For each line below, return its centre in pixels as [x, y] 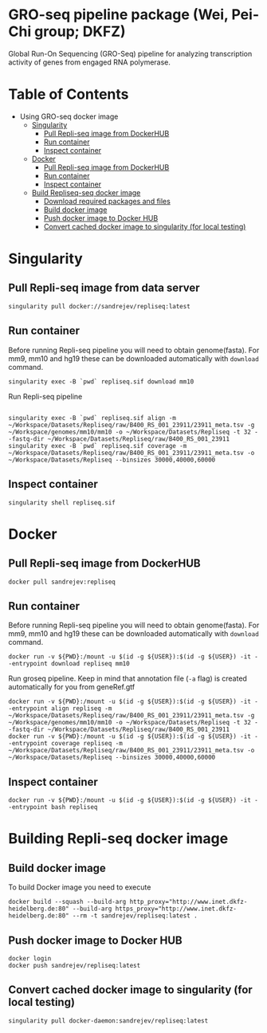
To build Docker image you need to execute [80, 887]
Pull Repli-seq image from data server [104, 288]
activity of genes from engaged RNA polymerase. [90, 62]
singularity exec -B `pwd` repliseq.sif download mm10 [101, 381]
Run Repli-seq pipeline [45, 396]
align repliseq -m [81, 709]
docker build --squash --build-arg [67, 902]
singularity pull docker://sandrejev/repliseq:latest [100, 306]
